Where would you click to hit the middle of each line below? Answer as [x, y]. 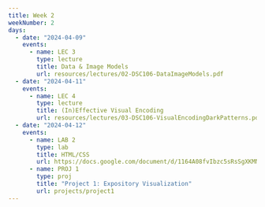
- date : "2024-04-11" [51, 81]
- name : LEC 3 [52, 52]
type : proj [54, 177]
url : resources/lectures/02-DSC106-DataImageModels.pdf [130, 74]
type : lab [52, 147]
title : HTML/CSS [63, 154]
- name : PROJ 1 [54, 169]
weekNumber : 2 [32, 23]
